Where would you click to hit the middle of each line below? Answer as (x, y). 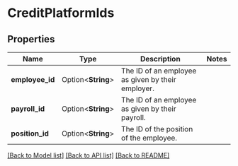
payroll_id (28, 109)
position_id (30, 134)
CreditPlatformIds (61, 13)
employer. (138, 88)
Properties (31, 39)
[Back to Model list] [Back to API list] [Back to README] (89, 155)
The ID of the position (157, 129)
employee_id (33, 79)
